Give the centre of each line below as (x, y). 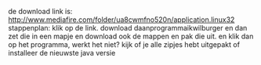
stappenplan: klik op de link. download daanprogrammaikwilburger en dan (128, 28)
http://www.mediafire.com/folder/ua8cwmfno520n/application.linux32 (121, 20)
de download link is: (40, 11)
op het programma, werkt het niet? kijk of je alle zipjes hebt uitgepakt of (124, 45)
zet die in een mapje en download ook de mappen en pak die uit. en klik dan (131, 36)
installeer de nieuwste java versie (62, 53)
